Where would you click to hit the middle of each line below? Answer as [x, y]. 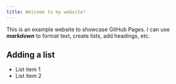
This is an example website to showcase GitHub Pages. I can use [88, 29]
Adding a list [31, 55]
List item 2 [28, 76]
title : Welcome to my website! [46, 12]
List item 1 [28, 69]
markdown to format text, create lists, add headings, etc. [78, 36]
